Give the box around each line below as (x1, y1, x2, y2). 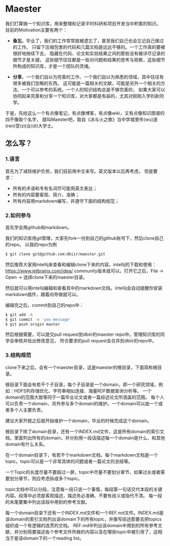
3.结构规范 (5, 351, 31, 359)
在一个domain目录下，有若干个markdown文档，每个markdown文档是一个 (5, 452, 158, 458)
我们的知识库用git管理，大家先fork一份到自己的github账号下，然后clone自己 (5, 235, 164, 241)
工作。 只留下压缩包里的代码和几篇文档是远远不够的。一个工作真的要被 (17, 44, 165, 50)
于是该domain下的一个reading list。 (9, 535, 84, 541)
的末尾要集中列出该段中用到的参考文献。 (5, 499, 90, 505)
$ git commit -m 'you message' (5, 317, 72, 322)
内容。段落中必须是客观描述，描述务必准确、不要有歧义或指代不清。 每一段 (5, 492, 162, 498)
